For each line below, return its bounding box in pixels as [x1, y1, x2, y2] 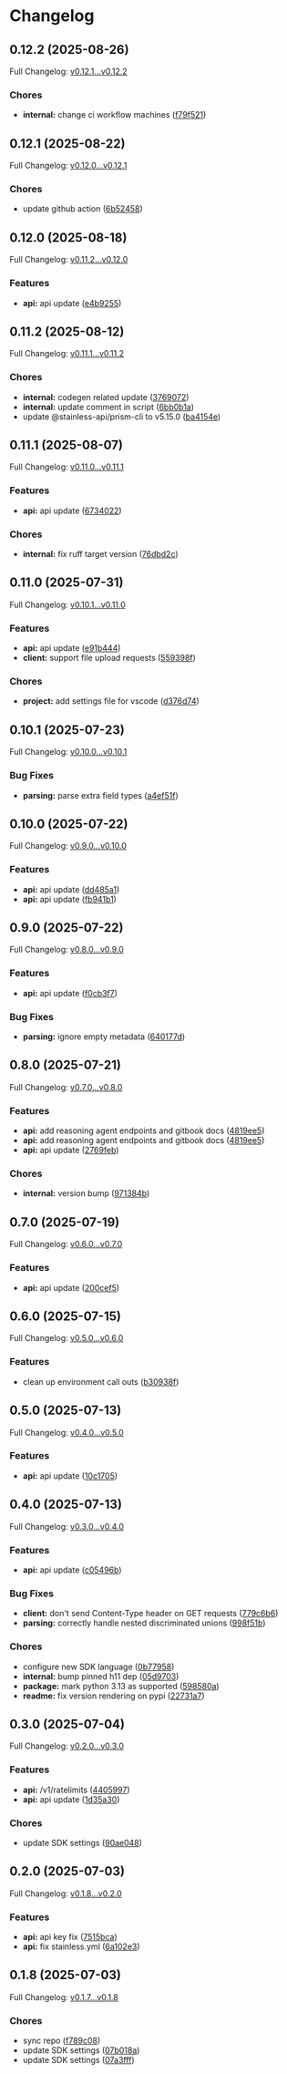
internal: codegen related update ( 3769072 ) [22, 391, 190, 402]
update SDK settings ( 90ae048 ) [22, 1837, 143, 1848]
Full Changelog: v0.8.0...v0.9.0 [9, 944, 125, 955]
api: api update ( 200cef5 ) [22, 1282, 120, 1293]
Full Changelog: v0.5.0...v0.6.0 [9, 1333, 124, 1344]
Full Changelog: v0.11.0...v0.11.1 [9, 461, 125, 472]
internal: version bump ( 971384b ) [22, 1188, 150, 1199]
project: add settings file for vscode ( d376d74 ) [22, 696, 200, 707]
